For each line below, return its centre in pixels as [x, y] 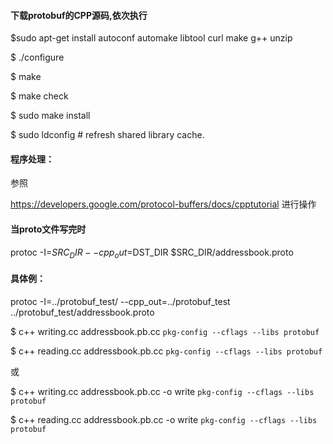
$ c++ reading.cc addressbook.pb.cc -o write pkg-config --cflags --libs [164, 419]
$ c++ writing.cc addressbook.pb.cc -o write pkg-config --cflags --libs [162, 391]
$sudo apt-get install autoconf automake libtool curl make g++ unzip [151, 38]
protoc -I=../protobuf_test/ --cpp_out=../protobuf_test [120, 301]
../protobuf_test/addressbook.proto [82, 312]
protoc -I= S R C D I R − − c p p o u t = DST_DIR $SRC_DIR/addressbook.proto [152, 253]
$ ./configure [37, 57]
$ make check [39, 96]
